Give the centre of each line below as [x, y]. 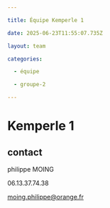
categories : [25, 59]
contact [25, 152]
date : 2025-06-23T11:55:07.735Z [55, 33]
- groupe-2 [30, 85]
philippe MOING [31, 169]
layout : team [27, 46]
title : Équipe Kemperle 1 [45, 20]
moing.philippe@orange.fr [45, 197]
